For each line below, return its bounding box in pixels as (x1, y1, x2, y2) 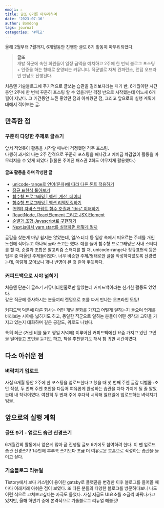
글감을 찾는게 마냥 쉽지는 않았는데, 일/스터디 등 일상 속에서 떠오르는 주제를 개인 (5, 234, 155, 240)
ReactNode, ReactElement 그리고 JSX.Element (12, 211, 105, 218)
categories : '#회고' (5, 30, 45, 35)
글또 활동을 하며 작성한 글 (5, 169, 53, 175)
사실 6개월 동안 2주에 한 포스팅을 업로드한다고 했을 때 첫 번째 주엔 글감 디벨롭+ (5, 379, 155, 385)
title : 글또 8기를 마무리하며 (5, 12, 58, 17)
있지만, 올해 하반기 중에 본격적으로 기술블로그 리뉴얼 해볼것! (5, 497, 119, 503)
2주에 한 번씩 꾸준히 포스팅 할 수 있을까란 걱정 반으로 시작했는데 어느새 (14, 89, 148, 95)
